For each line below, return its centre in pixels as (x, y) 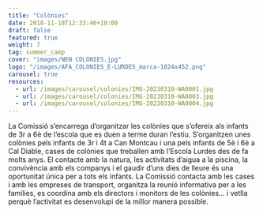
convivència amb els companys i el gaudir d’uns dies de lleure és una (121, 168)
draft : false (30, 30)
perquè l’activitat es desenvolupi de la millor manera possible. (109, 201)
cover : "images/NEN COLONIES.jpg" (65, 60)
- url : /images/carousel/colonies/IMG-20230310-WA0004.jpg (115, 103)
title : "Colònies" (38, 15)
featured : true (33, 38)
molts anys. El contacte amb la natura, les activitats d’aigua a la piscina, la (128, 160)
